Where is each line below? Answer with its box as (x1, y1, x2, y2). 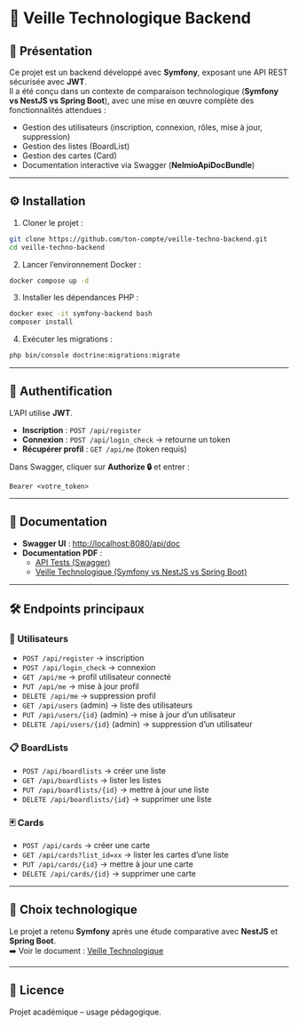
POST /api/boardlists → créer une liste (21, 765, 167, 776)
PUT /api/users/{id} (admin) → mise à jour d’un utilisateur (21, 709, 237, 720)
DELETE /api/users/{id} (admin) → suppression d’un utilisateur (21, 719, 253, 730)
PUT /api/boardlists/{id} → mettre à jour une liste (21, 784, 210, 795)
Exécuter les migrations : (21, 333, 114, 345)
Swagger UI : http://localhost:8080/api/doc (21, 538, 180, 549)
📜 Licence (9, 982, 65, 998)
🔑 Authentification (9, 384, 113, 399)
